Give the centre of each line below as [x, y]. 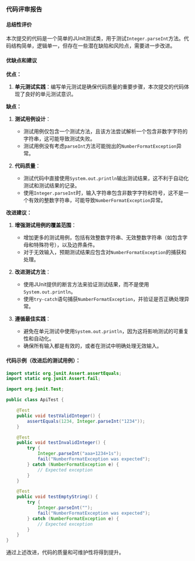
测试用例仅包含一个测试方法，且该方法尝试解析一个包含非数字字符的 [105, 131]
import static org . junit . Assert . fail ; [53, 379]
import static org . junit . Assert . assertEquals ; [64, 373]
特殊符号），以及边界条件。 [66, 245]
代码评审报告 [24, 9]
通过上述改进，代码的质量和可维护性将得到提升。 [65, 552]
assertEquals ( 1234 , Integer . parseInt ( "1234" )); [86, 421]
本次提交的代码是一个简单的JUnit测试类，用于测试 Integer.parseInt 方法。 [95, 39]
